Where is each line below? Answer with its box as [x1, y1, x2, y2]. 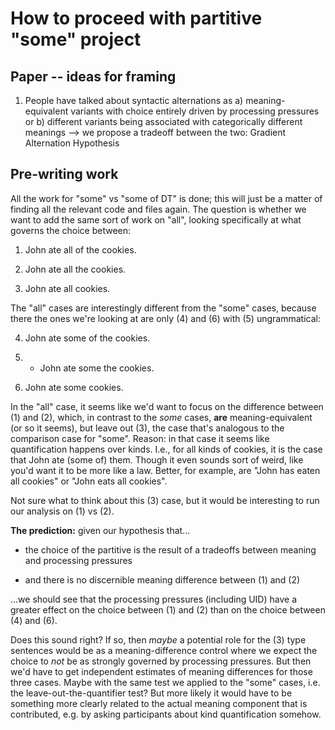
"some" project [10, 28, 142, 51]
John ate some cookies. [24, 381, 124, 393]
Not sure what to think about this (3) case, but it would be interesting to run [10, 494, 320, 506]
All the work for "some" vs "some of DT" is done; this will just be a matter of [10, 192, 323, 204]
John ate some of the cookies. [24, 332, 151, 344]
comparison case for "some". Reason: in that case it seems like [10, 432, 270, 444]
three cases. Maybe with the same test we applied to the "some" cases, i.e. [10, 676, 321, 688]
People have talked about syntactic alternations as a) [24, 95, 244, 106]
